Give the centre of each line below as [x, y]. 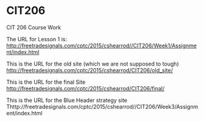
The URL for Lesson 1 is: [37, 39]
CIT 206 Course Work [34, 27]
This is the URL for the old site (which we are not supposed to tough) [93, 64]
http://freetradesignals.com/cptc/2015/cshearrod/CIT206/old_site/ [90, 70]
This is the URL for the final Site [46, 82]
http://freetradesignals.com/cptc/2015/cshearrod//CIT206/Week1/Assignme [101, 46]
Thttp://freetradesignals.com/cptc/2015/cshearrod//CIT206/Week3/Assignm [102, 106]
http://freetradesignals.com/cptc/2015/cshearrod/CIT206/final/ [86, 88]
